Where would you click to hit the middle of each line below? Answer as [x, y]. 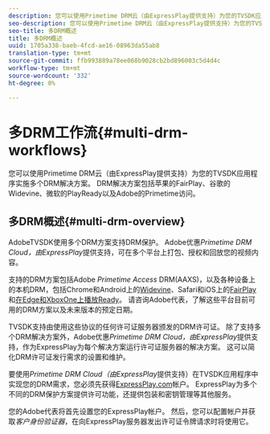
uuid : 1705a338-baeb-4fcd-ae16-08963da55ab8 [84, 46]
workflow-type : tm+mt [45, 68]
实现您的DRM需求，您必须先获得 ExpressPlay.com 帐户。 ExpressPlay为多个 [133, 384]
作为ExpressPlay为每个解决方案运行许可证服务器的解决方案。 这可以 [135, 347]
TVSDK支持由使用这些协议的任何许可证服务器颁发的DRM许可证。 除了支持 [131, 327]
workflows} [48, 150]
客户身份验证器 [40, 422]
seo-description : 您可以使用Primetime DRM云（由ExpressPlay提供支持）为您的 [130, 23]
